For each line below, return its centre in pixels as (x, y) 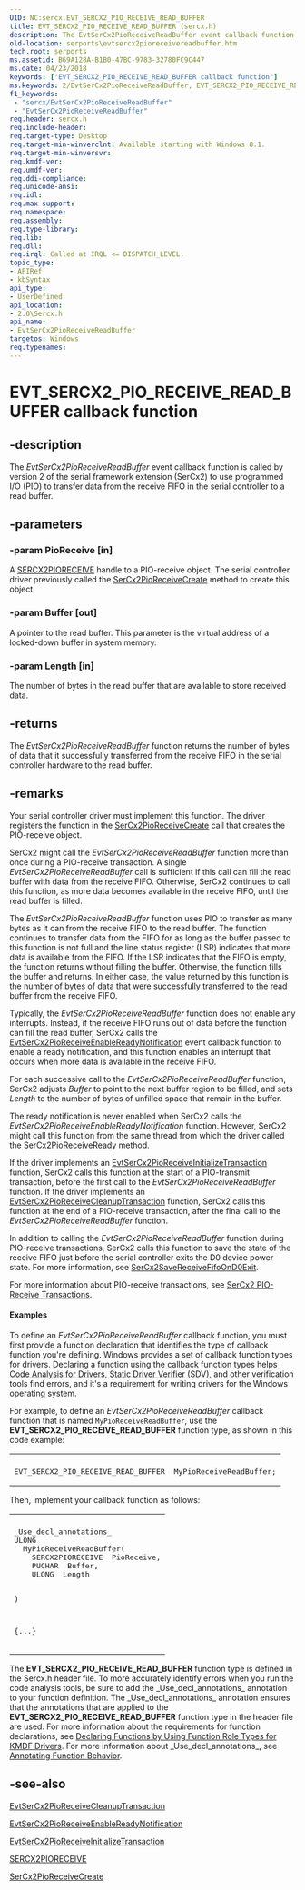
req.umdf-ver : (36, 170)
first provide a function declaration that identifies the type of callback (139, 1345)
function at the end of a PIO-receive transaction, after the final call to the (145, 1210)
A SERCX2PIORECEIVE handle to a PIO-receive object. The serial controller (150, 570)
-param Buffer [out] (54, 612)
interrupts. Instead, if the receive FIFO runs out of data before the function (148, 1022)
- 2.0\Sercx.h (36, 313)
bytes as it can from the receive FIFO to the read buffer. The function (138, 928)
